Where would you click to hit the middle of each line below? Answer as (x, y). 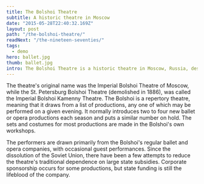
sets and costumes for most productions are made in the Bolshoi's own (95, 124)
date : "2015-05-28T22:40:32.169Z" (50, 23)
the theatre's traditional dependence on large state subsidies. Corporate (97, 162)
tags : (13, 46)
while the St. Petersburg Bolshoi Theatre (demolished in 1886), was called (99, 92)
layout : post (23, 29)
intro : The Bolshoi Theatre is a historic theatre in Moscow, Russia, (97, 68)
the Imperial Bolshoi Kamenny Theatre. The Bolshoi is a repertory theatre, (98, 98)
